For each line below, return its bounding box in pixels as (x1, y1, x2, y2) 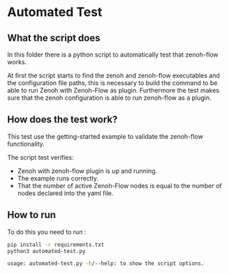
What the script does (7, 32, 101, 44)
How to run (7, 209, 57, 221)
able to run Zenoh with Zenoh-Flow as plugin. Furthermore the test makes (7, 86, 220, 94)
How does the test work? (7, 114, 118, 125)
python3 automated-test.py (7, 248, 86, 254)
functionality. (7, 139, 45, 148)
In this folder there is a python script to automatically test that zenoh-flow (7, 50, 219, 59)
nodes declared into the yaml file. (17, 189, 114, 197)
